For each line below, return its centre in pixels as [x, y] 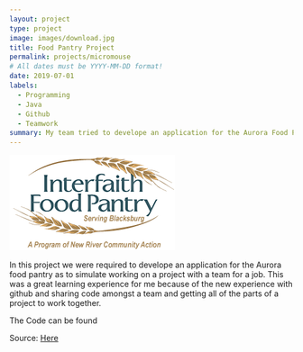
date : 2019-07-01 [42, 77]
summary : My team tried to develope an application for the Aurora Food [149, 133]
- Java [30, 104]
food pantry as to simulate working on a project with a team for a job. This [147, 275]
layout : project [40, 19]
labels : [24, 86]
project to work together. [55, 303]
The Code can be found [53, 320]
